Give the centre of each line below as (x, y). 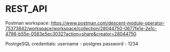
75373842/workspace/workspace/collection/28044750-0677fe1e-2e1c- (81, 28)
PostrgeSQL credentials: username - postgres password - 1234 (72, 43)
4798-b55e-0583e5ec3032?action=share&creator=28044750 (71, 34)
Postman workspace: (28, 23)
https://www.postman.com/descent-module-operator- (108, 23)
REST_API (26, 9)
